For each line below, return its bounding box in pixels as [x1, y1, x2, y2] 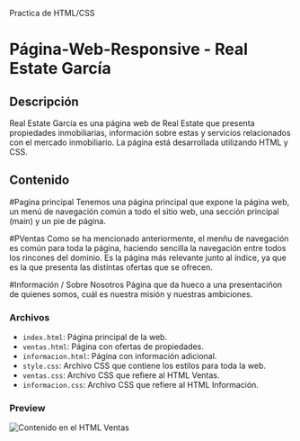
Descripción [9, 94, 79, 109]
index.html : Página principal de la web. [22, 332, 168, 343]
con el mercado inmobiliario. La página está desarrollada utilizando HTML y [9, 137, 289, 148]
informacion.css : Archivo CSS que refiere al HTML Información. [22, 380, 259, 391]
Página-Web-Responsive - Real [9, 40, 249, 59]
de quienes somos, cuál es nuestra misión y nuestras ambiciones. [9, 288, 253, 300]
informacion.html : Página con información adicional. [22, 351, 217, 362]
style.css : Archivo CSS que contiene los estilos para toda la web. [22, 360, 267, 372]
